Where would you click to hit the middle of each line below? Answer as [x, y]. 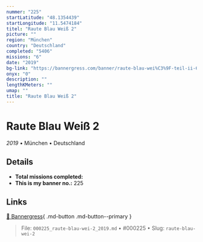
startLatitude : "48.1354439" [43, 18]
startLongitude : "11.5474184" [44, 23]
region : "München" [29, 40]
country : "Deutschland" [36, 46]
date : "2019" [23, 62]
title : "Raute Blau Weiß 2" [42, 96]
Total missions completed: [49, 177]
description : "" [27, 79]
